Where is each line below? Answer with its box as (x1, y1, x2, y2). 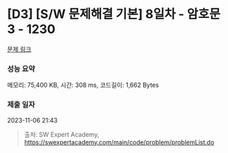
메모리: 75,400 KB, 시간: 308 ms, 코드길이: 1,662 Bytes (7, 81, 159, 90)
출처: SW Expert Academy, (23, 130, 99, 139)
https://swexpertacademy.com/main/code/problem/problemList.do (23, 138, 215, 146)
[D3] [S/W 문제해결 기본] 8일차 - (7, 6, 184, 22)
